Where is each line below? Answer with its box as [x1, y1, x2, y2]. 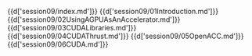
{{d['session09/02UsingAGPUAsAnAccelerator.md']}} [7, 15, 181, 24]
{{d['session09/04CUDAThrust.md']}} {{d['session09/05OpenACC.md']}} [7, 31, 244, 40]
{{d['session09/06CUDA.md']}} [7, 40, 109, 49]
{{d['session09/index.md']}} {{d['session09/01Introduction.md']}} [7, 7, 219, 16]
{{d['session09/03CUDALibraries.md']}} [7, 23, 137, 32]
